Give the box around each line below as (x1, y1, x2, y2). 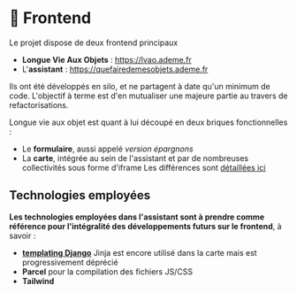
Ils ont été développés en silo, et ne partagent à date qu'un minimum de (9, 81, 271, 91)
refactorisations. (9, 99, 69, 110)
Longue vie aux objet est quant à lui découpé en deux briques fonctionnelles (9, 117, 288, 127)
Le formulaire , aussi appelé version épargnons (21, 143, 194, 154)
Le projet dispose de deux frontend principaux (9, 37, 179, 48)
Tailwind (21, 275, 55, 286)
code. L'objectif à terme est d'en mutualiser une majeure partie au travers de (9, 90, 288, 101)
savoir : (9, 230, 36, 241)
